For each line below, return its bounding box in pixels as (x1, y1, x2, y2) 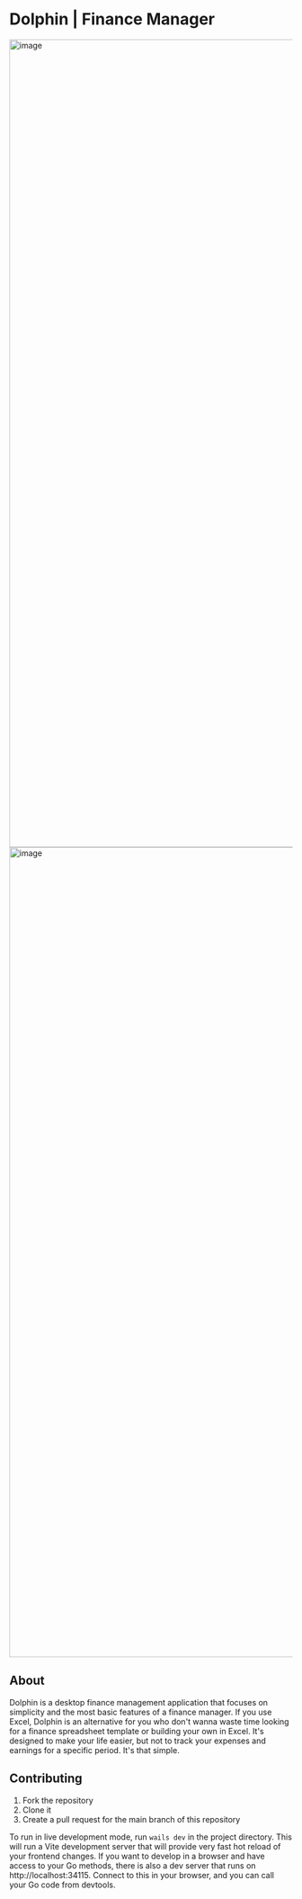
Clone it (22, 1804, 52, 1815)
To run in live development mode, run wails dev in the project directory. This (9, 1831, 292, 1842)
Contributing (9, 1771, 83, 1786)
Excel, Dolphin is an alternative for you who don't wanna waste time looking (9, 1715, 289, 1727)
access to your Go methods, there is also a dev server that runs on (9, 1859, 256, 1871)
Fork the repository (22, 1795, 94, 1805)
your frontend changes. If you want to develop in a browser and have (9, 1850, 265, 1861)
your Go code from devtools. (9, 1879, 116, 1890)
